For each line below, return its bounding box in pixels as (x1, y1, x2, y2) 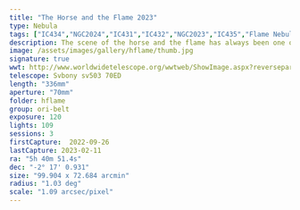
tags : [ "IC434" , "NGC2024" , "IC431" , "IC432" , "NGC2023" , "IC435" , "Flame (9, 29, 270, 38)
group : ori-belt (9, 105, 70, 113)
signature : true (9, 55, 70, 63)
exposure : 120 (9, 113, 62, 122)
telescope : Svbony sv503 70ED (9, 71, 122, 80)
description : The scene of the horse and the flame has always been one (9, 38, 286, 47)
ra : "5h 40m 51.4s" (9, 154, 82, 164)
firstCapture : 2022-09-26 (9, 138, 110, 147)
